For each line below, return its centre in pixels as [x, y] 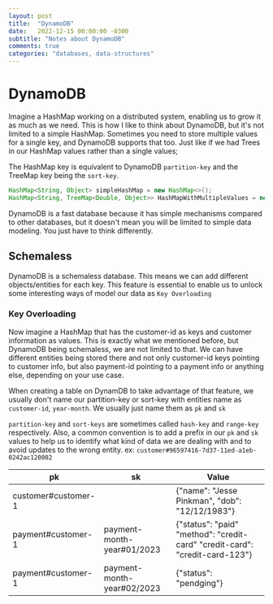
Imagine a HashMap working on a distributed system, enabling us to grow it [135, 116]
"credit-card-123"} [214, 554]
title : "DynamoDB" [41, 24]
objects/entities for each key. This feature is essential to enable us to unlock [136, 285]
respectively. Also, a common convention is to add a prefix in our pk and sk [133, 432]
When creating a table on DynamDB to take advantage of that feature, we [131, 390]
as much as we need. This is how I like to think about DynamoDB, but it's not [136, 125]
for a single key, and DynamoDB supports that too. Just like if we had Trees [134, 142]
